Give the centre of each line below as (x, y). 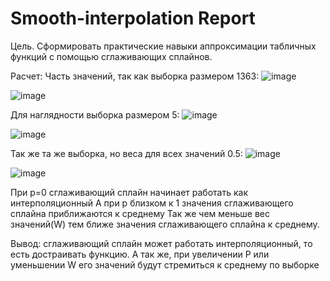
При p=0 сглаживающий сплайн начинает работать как (129, 192)
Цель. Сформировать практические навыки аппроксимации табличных (163, 46)
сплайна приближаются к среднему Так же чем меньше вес (140, 213)
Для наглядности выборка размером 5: (95, 114)
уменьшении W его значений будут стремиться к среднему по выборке (165, 264)
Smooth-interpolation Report (133, 18)
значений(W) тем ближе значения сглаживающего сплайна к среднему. (165, 224)
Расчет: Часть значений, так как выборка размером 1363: (135, 76)
